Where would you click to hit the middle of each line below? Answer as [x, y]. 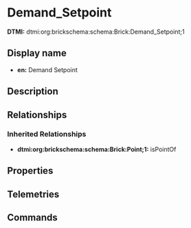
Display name [37, 53]
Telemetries [33, 194]
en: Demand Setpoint [47, 69]
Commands [33, 217]
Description [33, 92]
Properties [30, 171]
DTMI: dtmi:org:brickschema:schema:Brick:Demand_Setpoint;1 [96, 32]
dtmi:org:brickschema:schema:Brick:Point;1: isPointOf [97, 149]
